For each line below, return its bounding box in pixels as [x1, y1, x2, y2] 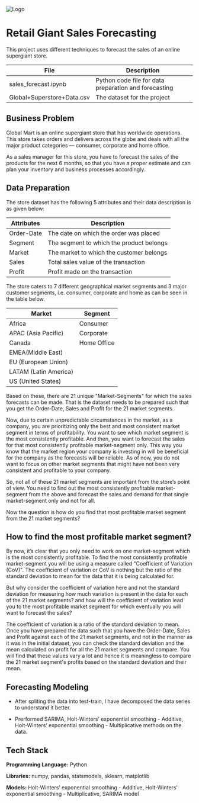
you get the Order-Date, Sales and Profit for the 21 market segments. [6, 404, 174, 412]
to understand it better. [14, 704, 71, 711]
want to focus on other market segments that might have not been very [6, 460, 180, 467]
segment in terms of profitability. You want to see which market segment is [6, 429, 189, 436]
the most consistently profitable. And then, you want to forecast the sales [6, 435, 185, 442]
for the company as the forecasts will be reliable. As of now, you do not [6, 454, 179, 461]
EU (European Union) [9, 358, 69, 366]
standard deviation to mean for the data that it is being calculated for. [6, 573, 175, 580]
